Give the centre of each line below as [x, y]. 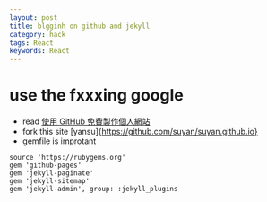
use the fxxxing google [96, 96]
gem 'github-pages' [46, 166]
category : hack [38, 34]
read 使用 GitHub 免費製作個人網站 [86, 121]
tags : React [31, 43]
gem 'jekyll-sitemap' [50, 181]
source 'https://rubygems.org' [68, 158]
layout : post [34, 18]
